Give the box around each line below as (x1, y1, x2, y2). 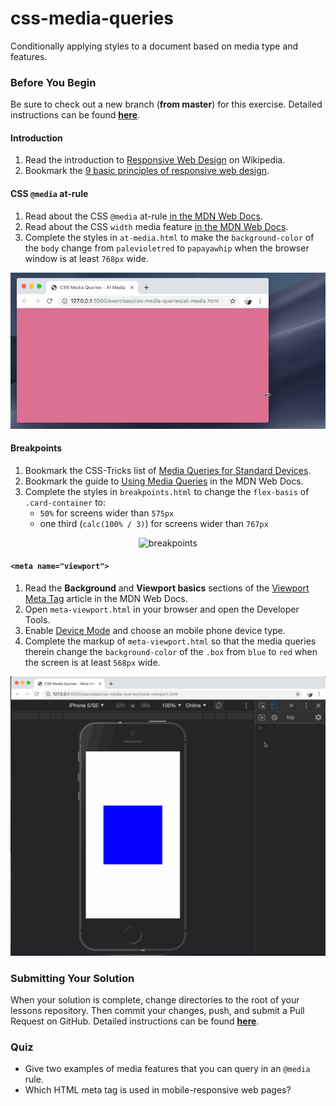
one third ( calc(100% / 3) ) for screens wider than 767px (39, 517, 269, 529)
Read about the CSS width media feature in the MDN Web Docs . (24, 220, 289, 232)
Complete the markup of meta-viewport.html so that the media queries (24, 635, 317, 647)
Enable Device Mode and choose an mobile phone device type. (24, 624, 286, 636)
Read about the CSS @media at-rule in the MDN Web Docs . (24, 210, 264, 222)
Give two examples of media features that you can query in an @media (24, 1063, 311, 1075)
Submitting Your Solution (10, 971, 135, 985)
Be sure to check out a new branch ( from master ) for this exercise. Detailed (10, 98, 323, 111)
